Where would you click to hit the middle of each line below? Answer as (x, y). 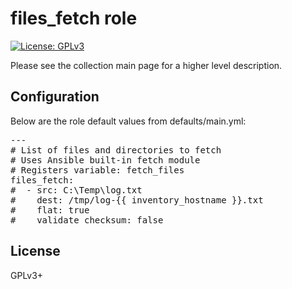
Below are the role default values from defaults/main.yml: (128, 121)
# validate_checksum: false (87, 220)
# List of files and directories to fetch (116, 150)
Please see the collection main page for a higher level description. (146, 65)
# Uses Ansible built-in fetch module (105, 160)
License (35, 251)
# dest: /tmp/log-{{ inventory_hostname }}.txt (137, 200)
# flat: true (50, 210)
